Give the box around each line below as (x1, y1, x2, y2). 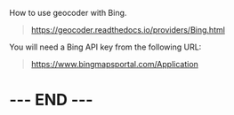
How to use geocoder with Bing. (9, 8, 127, 18)
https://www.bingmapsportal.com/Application (30, 59, 198, 69)
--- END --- (9, 90, 93, 110)
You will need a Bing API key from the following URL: (9, 42, 202, 52)
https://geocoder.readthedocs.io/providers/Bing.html (30, 25, 225, 34)
